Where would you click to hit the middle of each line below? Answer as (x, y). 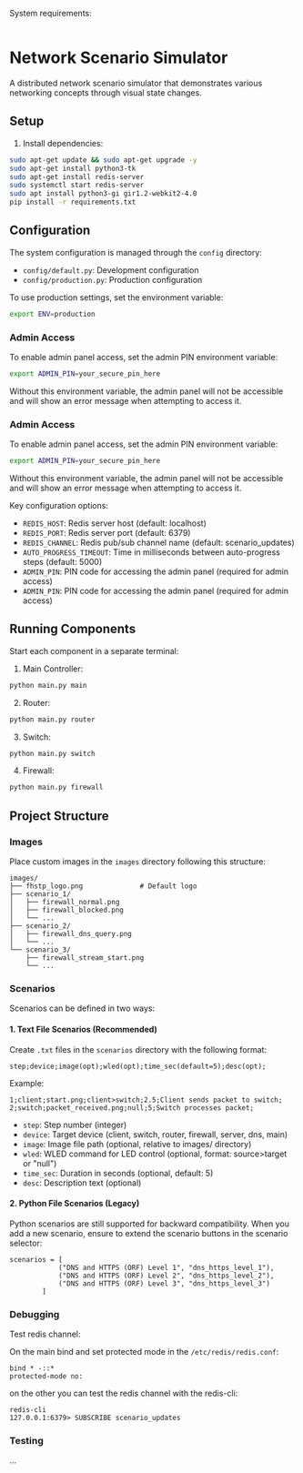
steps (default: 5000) (62, 562)
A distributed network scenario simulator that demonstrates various (136, 83)
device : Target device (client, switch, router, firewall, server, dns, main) (155, 1134)
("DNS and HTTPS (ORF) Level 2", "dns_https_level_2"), (166, 1276)
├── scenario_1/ (40, 894)
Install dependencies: (63, 143)
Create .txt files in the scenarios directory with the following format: (138, 1049)
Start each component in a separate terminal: (94, 651)
